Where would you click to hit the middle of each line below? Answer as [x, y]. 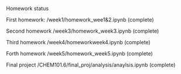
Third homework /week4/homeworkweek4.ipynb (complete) [78, 42]
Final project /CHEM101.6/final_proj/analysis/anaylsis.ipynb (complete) [91, 65]
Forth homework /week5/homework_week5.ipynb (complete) [80, 54]
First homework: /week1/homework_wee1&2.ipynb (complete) [80, 20]
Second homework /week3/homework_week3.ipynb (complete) [83, 31]
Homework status [27, 8]
